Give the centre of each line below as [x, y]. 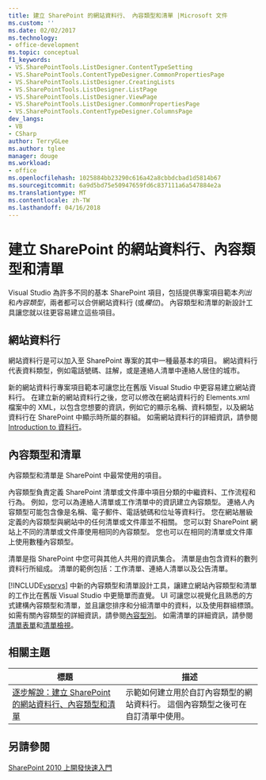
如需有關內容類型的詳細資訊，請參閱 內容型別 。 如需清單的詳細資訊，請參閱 [131, 615]
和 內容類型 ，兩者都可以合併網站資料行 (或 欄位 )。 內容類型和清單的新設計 [127, 303]
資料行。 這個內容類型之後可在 [190, 704]
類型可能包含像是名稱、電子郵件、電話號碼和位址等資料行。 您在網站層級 [134, 512]
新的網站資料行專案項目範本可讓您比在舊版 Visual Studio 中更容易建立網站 [129, 388]
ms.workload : [30, 164]
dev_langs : [26, 119]
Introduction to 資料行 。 [47, 427]
